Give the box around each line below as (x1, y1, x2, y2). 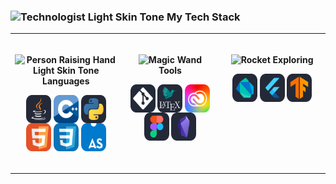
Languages (42, 75, 90, 87)
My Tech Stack (166, 10, 241, 24)
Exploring (272, 54, 314, 66)
